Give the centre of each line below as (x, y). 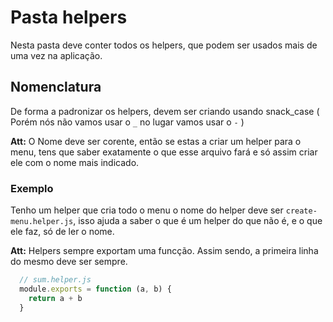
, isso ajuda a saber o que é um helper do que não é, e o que (198, 221)
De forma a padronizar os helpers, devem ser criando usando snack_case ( (165, 111)
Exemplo (32, 188)
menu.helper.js (42, 222)
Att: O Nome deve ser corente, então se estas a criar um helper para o (156, 141)
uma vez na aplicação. (56, 55)
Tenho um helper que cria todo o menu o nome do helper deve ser (147, 210)
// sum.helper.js (55, 280)
